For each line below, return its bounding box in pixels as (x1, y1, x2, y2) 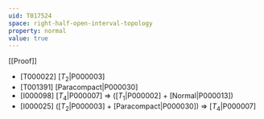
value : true (8, 34, 48, 43)
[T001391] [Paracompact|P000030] (19, 82, 138, 92)
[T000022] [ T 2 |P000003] (19, 72, 105, 84)
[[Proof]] (8, 56, 38, 66)
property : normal (8, 27, 67, 35)
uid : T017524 (8, 11, 52, 20)
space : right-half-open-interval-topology (8, 19, 153, 27)
